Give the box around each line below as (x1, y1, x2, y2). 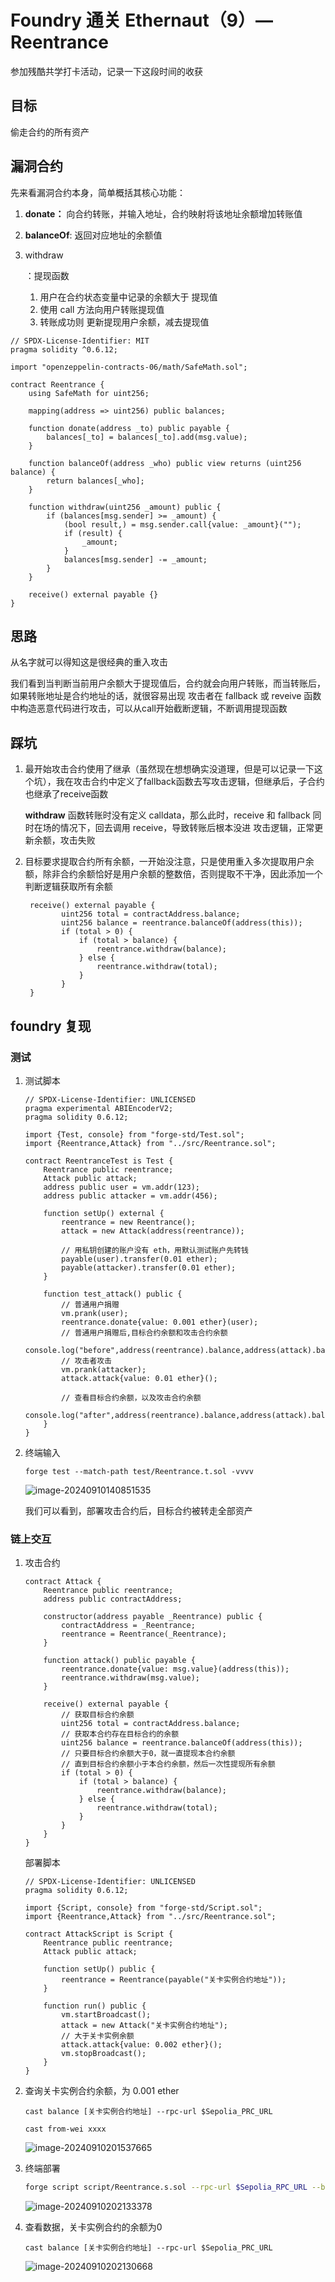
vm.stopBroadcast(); (61, 2049, 147, 2059)
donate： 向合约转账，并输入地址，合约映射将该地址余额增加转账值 (24, 207, 303, 220)
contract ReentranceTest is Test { (24, 1156, 174, 1166)
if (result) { (63, 528, 123, 538)
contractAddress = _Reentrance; (61, 1621, 196, 1631)
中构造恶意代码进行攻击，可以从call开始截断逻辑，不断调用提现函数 (10, 702, 288, 715)
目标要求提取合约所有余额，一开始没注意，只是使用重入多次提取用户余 (24, 856, 315, 868)
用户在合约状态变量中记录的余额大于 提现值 (39, 291, 218, 303)
